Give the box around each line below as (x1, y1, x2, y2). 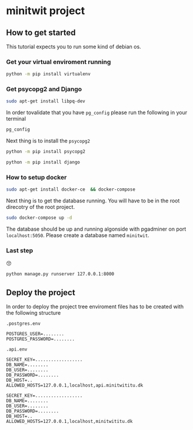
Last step (6, 246, 34, 254)
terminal (6, 115, 26, 122)
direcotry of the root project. (6, 204, 75, 211)
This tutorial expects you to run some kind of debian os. (6, 43, 141, 50)
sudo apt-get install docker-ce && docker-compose (6, 186, 135, 192)
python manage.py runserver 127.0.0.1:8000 (6, 271, 115, 277)
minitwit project (6, 4, 85, 18)
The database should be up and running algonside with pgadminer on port (6, 225, 187, 233)
